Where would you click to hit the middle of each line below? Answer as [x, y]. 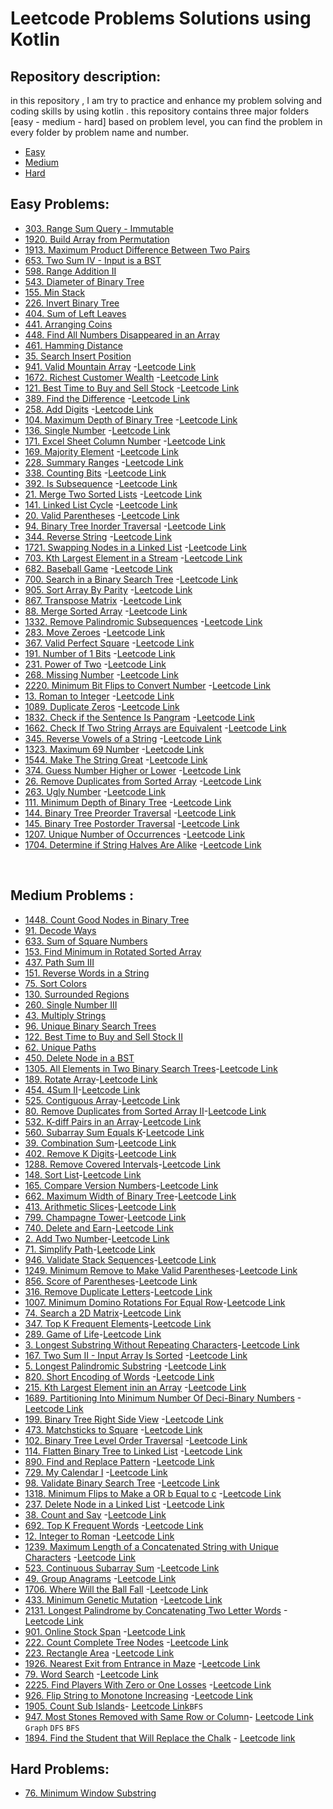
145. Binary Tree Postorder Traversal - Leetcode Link [132, 823]
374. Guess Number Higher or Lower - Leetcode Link [133, 770]
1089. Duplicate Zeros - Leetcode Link [102, 706]
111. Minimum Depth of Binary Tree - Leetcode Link [128, 802]
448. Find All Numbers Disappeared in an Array [122, 334]
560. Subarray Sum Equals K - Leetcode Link [114, 1132]
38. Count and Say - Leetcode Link [95, 1514]
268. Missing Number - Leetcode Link [101, 674]
